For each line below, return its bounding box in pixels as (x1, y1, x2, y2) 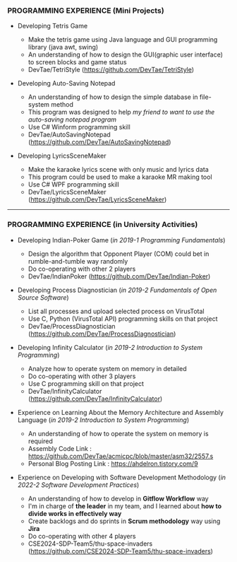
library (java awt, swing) (28, 43, 99, 52)
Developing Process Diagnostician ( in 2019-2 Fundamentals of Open (17, 286, 217, 294)
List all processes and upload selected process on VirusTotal (28, 307, 205, 315)
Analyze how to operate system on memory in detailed (28, 364, 187, 373)
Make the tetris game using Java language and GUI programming (28, 35, 218, 44)
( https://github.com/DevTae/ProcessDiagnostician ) (28, 329, 176, 338)
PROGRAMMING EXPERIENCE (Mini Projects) (7, 6, 164, 16)
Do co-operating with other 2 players (28, 264, 136, 273)
